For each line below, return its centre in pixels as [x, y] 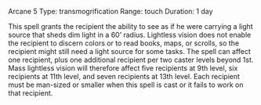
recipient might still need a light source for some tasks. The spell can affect [129, 51]
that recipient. [31, 93]
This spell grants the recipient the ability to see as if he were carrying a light [130, 26]
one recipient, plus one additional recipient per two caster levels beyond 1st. [131, 60]
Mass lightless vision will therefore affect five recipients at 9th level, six [123, 68]
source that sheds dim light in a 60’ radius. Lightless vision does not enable [130, 35]
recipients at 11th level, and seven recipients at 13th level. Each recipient [124, 76]
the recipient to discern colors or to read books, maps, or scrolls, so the [124, 43]
